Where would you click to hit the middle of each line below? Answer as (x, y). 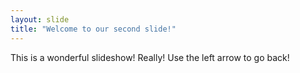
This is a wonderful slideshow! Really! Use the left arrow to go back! (150, 57)
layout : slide (40, 19)
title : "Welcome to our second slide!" (93, 29)
